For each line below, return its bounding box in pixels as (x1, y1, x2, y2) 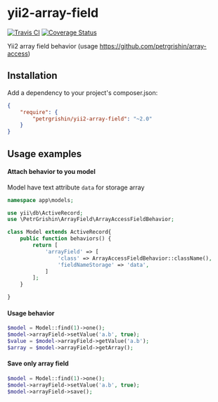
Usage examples (7, 148, 82, 160)
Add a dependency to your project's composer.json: (7, 88, 158, 96)
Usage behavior (7, 308, 55, 318)
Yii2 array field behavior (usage (7, 42, 98, 50)
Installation (7, 70, 58, 82)
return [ (32, 241, 58, 249)
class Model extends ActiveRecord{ (7, 229, 112, 236)
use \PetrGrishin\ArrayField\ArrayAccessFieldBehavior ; (7, 216, 174, 223)
